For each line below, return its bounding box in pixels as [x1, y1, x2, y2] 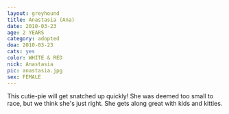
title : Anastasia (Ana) [7, 16, 75, 23]
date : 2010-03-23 [7, 23, 57, 29]
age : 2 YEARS [7, 29, 45, 36]
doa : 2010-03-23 [7, 42, 53, 48]
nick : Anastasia [7, 61, 53, 68]
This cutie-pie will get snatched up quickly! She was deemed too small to [7, 92, 214, 100]
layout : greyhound [7, 10, 60, 17]
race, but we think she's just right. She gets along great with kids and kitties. [7, 100, 223, 108]
